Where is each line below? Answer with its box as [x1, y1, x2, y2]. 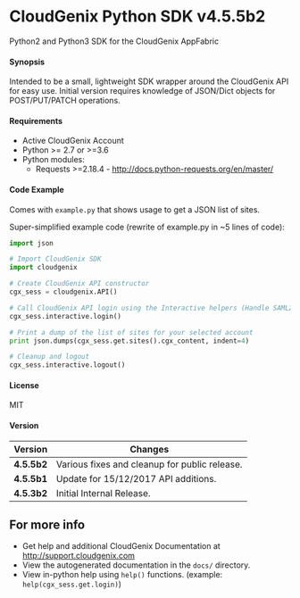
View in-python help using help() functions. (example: [21, 569, 223, 580]
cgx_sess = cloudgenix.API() [9, 287, 118, 296]
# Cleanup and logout [9, 353, 90, 361]
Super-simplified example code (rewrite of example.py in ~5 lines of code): [9, 221, 286, 232]
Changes [129, 443, 170, 455]
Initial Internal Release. [56, 486, 151, 499]
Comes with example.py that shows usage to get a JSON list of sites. [9, 203, 261, 215]
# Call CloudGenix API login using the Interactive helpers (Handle [9, 303, 270, 312]
